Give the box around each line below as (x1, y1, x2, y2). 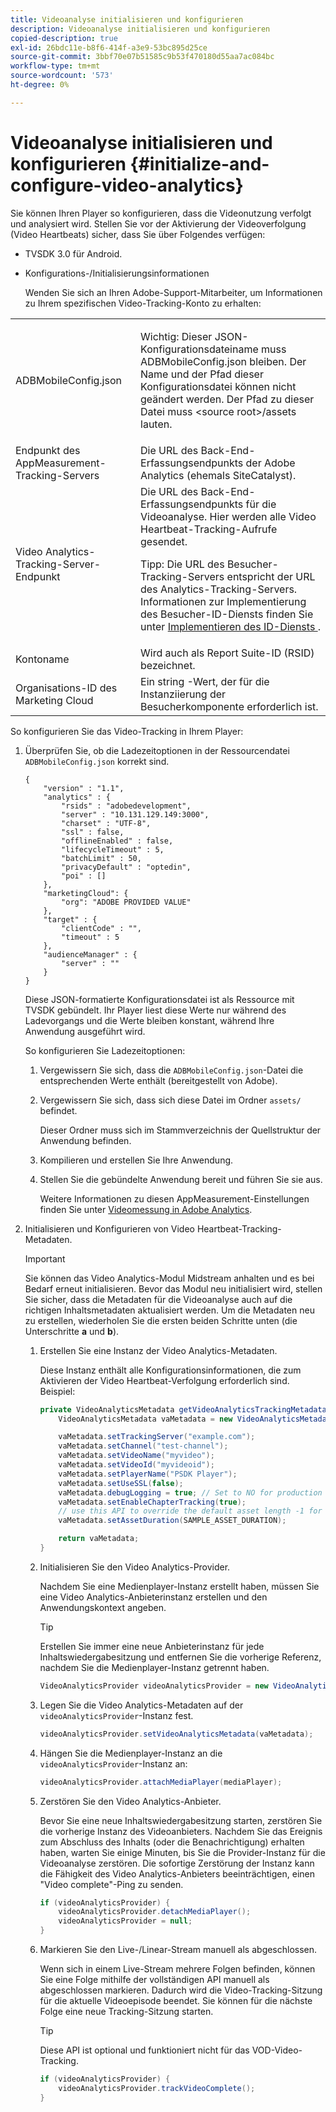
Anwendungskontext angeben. (39, 1601, 167, 1613)
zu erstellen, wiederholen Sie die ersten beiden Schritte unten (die (24, 1314, 298, 1326)
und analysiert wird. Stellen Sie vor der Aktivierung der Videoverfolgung (10, 217, 307, 230)
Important (24, 1252, 66, 1265)
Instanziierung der (140, 687, 227, 701)
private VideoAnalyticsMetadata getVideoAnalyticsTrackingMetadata (39, 1404, 327, 1415)
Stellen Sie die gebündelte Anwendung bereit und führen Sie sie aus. (39, 1173, 323, 1185)
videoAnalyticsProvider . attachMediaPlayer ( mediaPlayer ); (39, 1777, 283, 1787)
